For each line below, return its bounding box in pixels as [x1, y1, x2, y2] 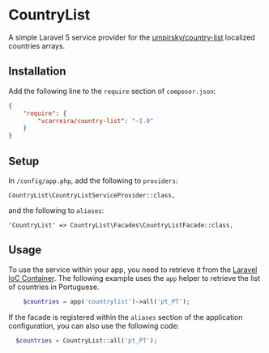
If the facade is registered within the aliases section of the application [8, 312, 243, 321]
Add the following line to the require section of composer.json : [8, 86, 216, 96]
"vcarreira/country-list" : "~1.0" [37, 117, 154, 125]
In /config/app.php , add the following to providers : [8, 176, 178, 185]
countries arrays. [8, 40, 66, 50]
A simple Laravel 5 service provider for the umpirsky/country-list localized [8, 32, 255, 42]
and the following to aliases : [8, 205, 105, 215]
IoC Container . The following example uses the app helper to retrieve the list [8, 273, 261, 283]
